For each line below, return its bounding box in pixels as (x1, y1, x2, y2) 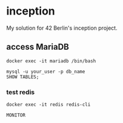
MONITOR (6, 112, 26, 119)
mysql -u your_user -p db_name (6, 68, 85, 75)
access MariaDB (6, 42, 70, 52)
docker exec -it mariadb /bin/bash (6, 58, 96, 64)
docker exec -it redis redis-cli (6, 102, 91, 108)
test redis (6, 88, 35, 96)
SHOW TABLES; (6, 74, 39, 80)
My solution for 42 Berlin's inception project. (6, 24, 118, 32)
